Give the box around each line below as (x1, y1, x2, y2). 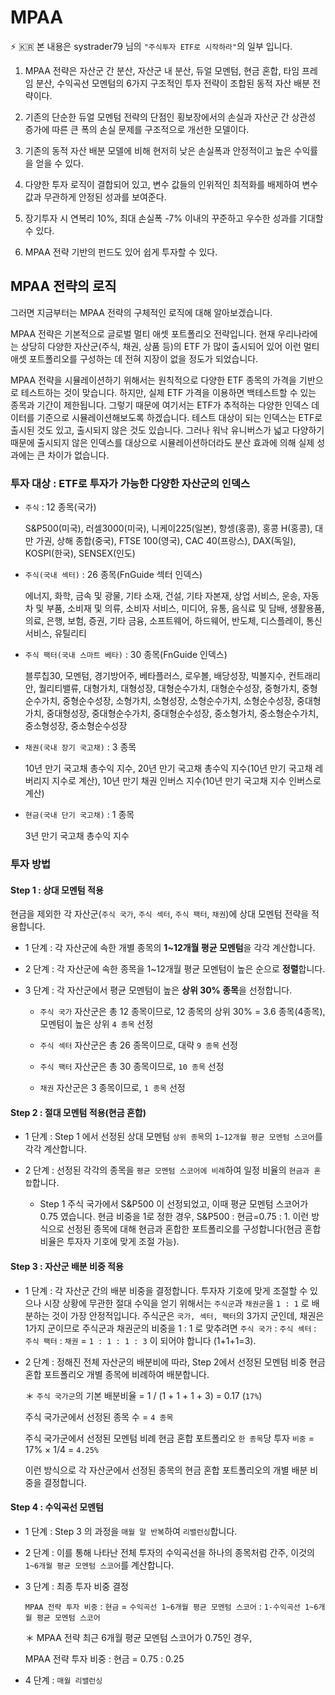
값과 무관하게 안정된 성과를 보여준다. (24, 191, 167, 203)
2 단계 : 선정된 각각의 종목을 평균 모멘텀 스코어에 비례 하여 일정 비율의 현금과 (24, 1164, 310, 1176)
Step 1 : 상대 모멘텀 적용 (10, 884, 104, 896)
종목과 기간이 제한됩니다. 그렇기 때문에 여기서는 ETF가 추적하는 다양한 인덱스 (10, 399, 310, 411)
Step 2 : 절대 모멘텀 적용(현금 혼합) (10, 1106, 147, 1118)
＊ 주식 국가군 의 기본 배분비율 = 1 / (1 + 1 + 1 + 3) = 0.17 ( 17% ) (24, 1389, 263, 1401)
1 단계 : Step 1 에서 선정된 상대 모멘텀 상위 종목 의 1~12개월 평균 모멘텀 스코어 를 (24, 1131, 323, 1143)
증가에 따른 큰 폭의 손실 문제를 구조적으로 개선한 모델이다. (24, 123, 250, 135)
